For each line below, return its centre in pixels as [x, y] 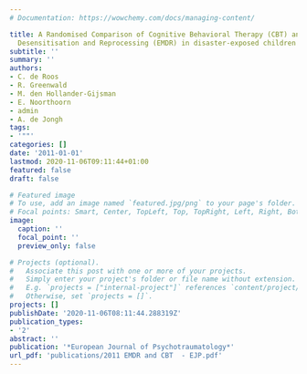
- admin [24, 110]
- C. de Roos [34, 77]
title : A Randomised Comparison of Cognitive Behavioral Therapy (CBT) [148, 34]
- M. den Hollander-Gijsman [63, 93]
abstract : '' [34, 338]
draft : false [34, 179]
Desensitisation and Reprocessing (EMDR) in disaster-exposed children [157, 43]
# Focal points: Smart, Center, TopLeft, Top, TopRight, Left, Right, [147, 212]
